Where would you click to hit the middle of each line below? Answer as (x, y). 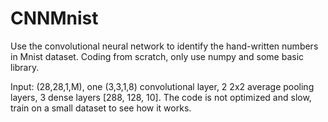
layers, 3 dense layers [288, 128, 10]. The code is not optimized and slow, (161, 97)
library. (25, 67)
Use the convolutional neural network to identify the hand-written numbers (164, 46)
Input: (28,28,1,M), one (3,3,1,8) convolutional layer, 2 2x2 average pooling (162, 86)
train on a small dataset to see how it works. (101, 108)
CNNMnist (54, 18)
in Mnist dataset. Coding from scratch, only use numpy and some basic (157, 56)
